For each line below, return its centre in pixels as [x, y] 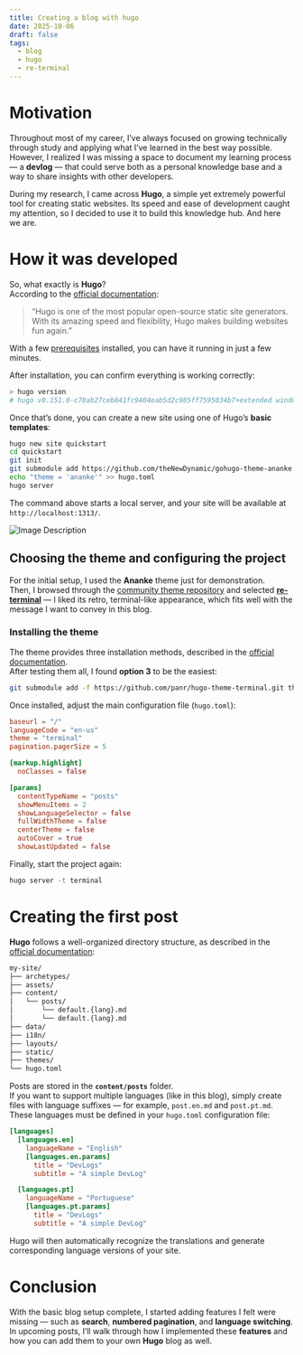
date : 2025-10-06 [42, 26]
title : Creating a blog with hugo [74, 18]
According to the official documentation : [84, 294]
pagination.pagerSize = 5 [58, 747]
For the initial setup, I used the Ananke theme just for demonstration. [138, 580]
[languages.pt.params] [68, 1207]
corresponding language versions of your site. [95, 1250]
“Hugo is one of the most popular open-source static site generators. [160, 311]
